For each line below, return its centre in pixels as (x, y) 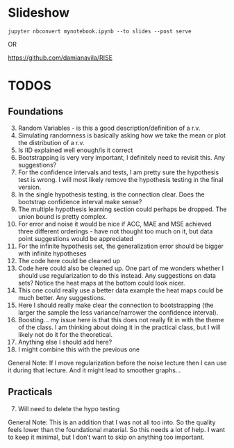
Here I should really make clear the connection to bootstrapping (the (116, 305)
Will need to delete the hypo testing (69, 408)
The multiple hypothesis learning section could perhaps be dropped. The (122, 209)
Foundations (36, 111)
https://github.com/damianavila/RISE (60, 58)
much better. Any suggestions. (62, 297)
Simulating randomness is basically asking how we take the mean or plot (122, 135)
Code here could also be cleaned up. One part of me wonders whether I (121, 268)
